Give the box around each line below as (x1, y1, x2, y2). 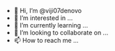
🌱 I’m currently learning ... (13, 21, 89, 29)
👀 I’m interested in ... (13, 14, 73, 22)
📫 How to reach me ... (13, 37, 79, 44)
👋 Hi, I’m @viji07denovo (13, 7, 82, 14)
